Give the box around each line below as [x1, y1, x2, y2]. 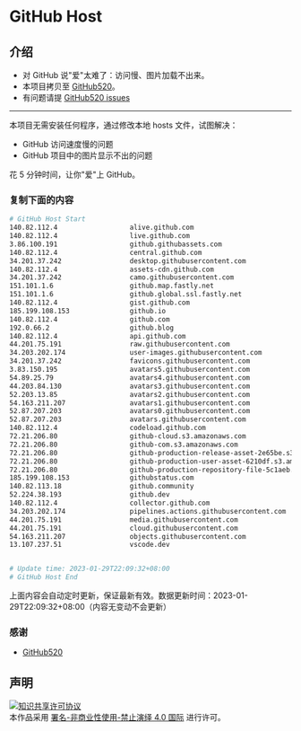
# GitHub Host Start [9, 215, 87, 224]
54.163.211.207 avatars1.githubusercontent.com [9, 398, 251, 408]
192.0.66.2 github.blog [9, 323, 175, 332]
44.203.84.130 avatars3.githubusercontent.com [9, 382, 251, 391]
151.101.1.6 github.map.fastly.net [9, 281, 215, 291]
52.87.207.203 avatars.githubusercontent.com [9, 415, 246, 424]
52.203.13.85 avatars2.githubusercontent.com [9, 390, 251, 399]
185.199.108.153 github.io [9, 306, 167, 315]
